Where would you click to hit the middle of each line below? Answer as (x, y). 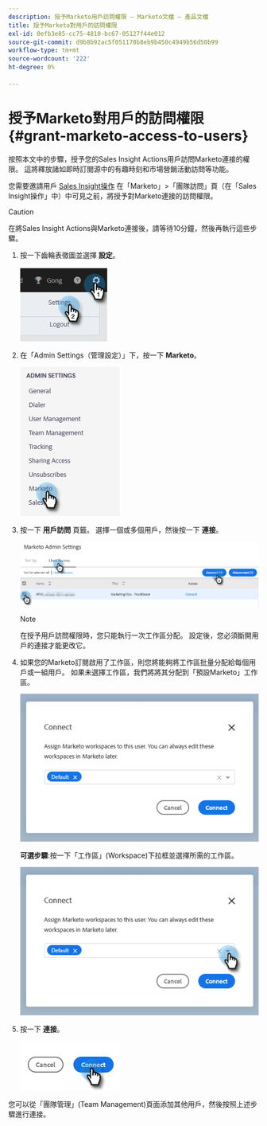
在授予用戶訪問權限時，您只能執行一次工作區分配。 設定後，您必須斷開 (135, 635)
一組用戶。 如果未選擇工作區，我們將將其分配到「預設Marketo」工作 (146, 672)
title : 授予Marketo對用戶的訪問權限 (63, 25)
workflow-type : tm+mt (44, 51)
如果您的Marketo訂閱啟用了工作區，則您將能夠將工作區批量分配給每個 (134, 663)
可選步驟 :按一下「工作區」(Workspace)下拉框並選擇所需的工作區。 (129, 855)
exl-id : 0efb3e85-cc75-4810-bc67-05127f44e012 (87, 33)
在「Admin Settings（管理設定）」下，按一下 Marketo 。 (110, 355)
